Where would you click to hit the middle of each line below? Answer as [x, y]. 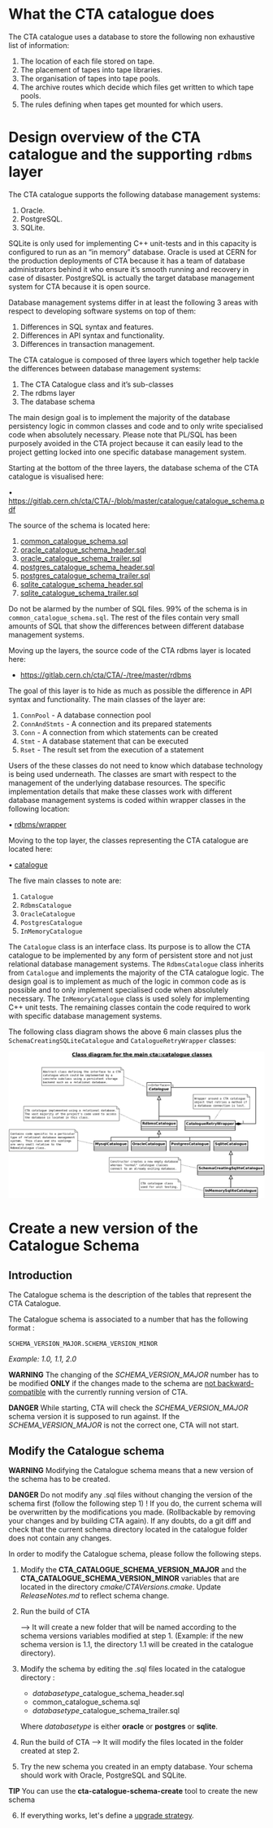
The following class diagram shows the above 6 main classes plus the [125, 1032]
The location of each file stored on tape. [87, 61]
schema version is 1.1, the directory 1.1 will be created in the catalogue [136, 1645]
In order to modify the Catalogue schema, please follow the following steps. [135, 1554]
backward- [236, 1383]
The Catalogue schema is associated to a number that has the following [128, 1319]
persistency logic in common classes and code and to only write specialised [136, 426]
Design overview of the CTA [105, 137]
